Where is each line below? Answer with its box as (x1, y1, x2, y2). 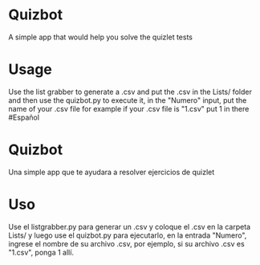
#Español (8, 112, 40, 122)
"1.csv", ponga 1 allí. (8, 247, 75, 257)
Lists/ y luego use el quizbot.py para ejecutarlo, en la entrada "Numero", (8, 230, 247, 240)
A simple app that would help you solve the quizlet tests (8, 32, 193, 42)
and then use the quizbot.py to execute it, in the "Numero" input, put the (8, 95, 247, 105)
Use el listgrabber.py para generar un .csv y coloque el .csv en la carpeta (8, 222, 251, 231)
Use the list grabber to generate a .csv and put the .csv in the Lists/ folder (8, 87, 253, 96)
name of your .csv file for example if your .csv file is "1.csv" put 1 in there (8, 104, 250, 113)
